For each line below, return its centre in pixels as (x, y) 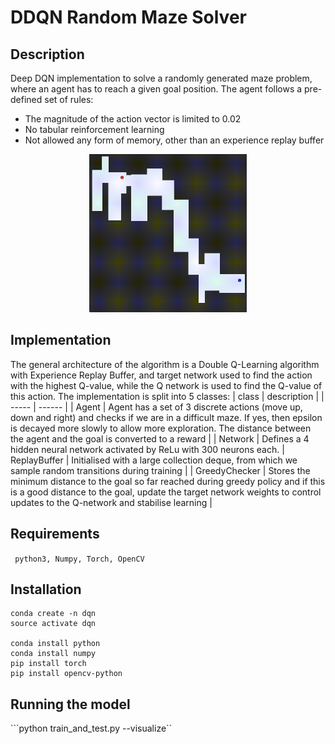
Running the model (70, 704)
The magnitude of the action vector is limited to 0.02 (133, 119)
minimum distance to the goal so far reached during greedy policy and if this (168, 481)
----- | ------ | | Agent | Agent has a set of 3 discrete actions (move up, (156, 407)
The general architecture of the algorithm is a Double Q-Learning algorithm (165, 364)
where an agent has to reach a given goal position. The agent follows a (156, 89)
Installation (46, 589)
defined (26, 99)
